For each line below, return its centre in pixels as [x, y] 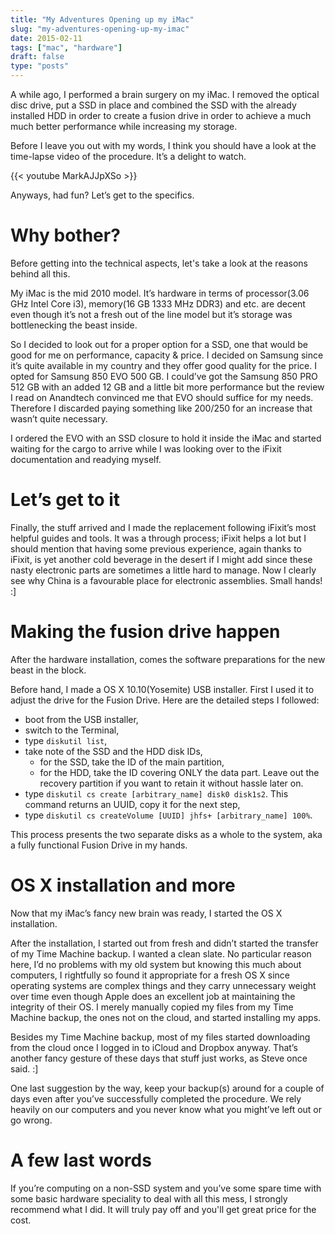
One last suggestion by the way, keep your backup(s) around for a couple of [167, 1088]
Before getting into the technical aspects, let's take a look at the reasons [159, 263]
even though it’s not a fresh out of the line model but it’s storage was [151, 314]
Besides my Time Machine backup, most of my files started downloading [160, 1037]
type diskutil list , [66, 740]
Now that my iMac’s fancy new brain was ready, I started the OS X [146, 913]
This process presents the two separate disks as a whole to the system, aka [166, 834]
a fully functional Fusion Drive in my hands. [99, 845]
